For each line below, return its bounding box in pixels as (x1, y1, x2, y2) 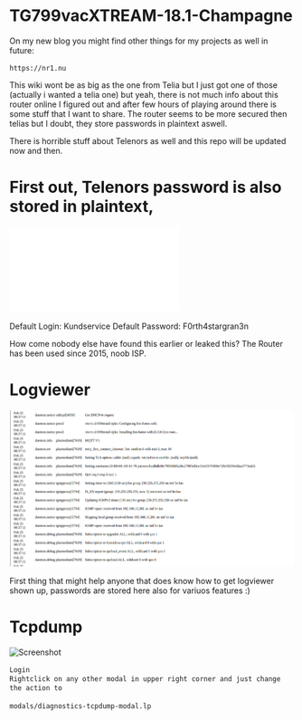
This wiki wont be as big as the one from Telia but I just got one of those (9, 79, 278, 91)
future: (9, 44, 34, 55)
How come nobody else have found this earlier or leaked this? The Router (9, 338, 283, 349)
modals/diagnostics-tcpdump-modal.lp (9, 701, 152, 711)
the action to (9, 683, 63, 693)
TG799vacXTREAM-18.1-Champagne (9, 5, 294, 26)
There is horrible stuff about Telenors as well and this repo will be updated (9, 135, 287, 146)
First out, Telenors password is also (9, 178, 282, 197)
